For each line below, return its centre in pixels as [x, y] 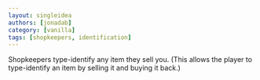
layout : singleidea [40, 15]
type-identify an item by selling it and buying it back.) [94, 68]
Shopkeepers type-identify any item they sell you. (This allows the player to [130, 60]
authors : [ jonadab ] [40, 23]
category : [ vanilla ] [42, 30]
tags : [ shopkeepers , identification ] [70, 37]
